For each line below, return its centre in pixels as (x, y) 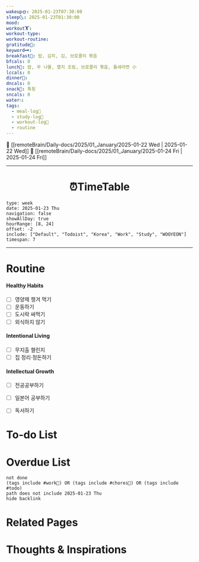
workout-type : (24, 34)
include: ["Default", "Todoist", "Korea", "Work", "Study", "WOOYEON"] (96, 234)
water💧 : (15, 100)
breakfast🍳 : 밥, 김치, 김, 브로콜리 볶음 (52, 56)
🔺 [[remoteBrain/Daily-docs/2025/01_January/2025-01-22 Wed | (85, 145)
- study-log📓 (28, 117)
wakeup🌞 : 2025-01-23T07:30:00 (44, 12)
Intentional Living (28, 336)
